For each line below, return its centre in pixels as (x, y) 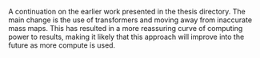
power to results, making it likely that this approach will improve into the (126, 37)
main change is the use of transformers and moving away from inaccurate (130, 20)
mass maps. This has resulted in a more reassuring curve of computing (126, 28)
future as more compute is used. (62, 45)
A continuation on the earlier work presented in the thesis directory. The (127, 12)
